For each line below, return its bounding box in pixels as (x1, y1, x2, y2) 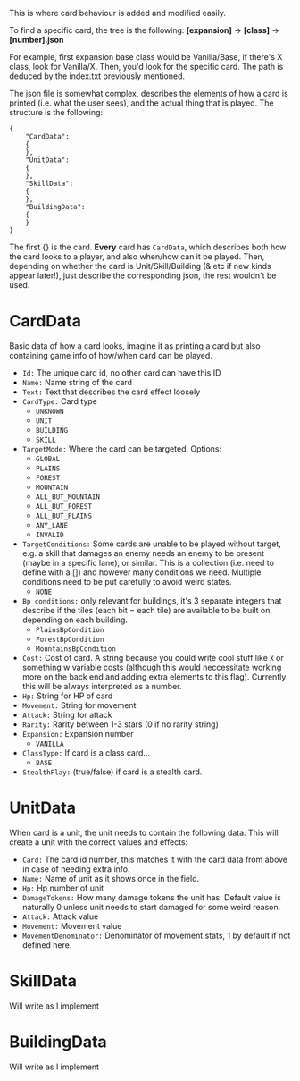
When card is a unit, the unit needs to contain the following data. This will (9, 827, 279, 838)
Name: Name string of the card (21, 376, 132, 387)
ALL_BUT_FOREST (35, 502, 92, 511)
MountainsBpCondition (35, 644, 116, 654)
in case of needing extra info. (21, 863, 131, 874)
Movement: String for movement (21, 699, 137, 710)
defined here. (21, 939, 72, 950)
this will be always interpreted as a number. (21, 680, 182, 691)
